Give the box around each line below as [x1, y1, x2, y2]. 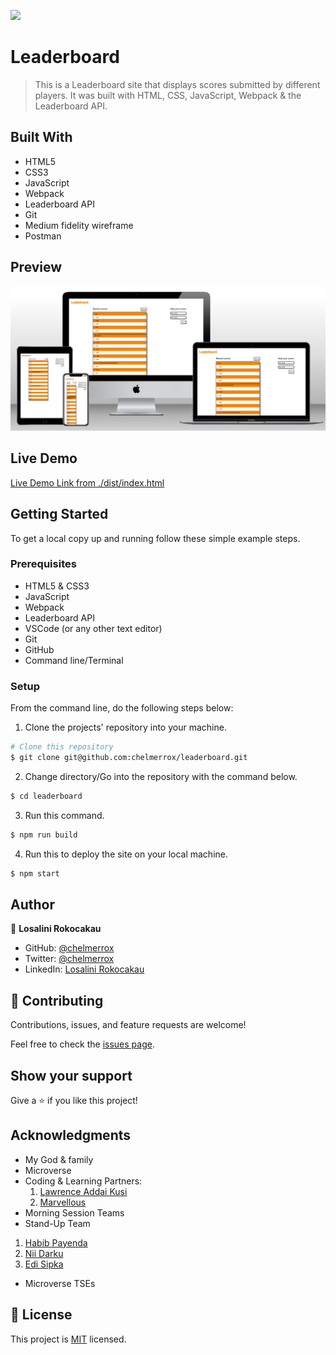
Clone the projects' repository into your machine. [24, 721, 227, 734]
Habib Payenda [24, 1236, 88, 1249]
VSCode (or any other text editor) [24, 622, 163, 634]
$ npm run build [10, 830, 78, 840]
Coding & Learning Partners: [24, 1175, 143, 1187]
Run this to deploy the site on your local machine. [24, 848, 228, 860]
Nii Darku [24, 1247, 64, 1259]
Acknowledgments [10, 1127, 132, 1144]
